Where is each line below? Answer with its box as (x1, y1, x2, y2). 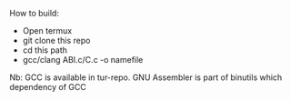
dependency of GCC (9, 82, 86, 92)
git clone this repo (22, 35, 91, 45)
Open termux (22, 25, 73, 35)
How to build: (9, 8, 59, 18)
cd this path (22, 45, 68, 56)
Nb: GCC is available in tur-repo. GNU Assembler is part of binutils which (9, 72, 283, 83)
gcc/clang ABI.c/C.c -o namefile (22, 55, 144, 65)
